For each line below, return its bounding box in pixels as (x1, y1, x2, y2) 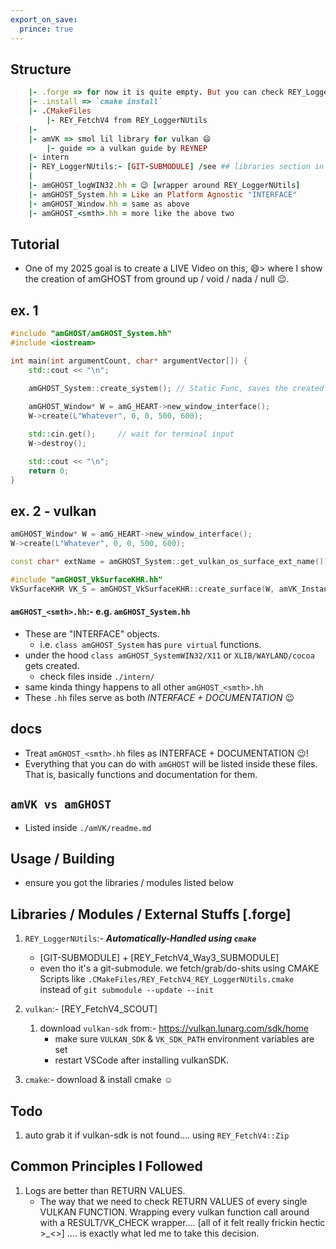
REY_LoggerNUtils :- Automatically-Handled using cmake (24, 932, 257, 945)
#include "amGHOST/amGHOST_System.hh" (10, 329, 172, 339)
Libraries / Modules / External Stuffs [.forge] (10, 906, 292, 923)
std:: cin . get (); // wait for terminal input (28, 429, 235, 440)
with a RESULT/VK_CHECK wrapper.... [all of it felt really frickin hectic (39, 1216, 326, 1228)
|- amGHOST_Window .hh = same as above (28, 199, 190, 209)
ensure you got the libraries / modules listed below (24, 877, 234, 889)
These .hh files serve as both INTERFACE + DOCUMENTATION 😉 (24, 691, 295, 703)
